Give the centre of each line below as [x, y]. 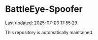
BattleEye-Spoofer [44, 9]
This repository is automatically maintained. [49, 32]
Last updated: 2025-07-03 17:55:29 [41, 23]
